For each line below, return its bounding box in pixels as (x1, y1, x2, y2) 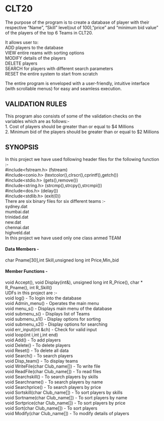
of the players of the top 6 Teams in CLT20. (5, 30, 94, 36)
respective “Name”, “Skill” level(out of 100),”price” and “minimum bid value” (5, 24, 159, 30)
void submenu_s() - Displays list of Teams (5, 310, 90, 316)
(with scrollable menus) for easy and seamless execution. (5, 85, 122, 91)
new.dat (5, 219, 21, 225)
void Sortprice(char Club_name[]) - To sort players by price (5, 400, 126, 406)
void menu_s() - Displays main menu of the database (5, 306, 112, 311)
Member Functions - (5, 268, 48, 274)
